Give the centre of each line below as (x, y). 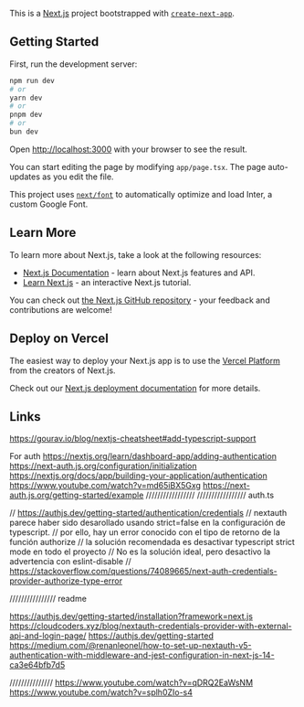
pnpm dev (26, 115)
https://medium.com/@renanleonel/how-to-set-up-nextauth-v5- (131, 646)
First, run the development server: (73, 64)
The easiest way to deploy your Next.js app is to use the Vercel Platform (145, 360)
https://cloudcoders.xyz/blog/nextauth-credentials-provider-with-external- (151, 627)
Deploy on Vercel (59, 339)
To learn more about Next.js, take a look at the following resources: (136, 254)
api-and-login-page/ (48, 636)
